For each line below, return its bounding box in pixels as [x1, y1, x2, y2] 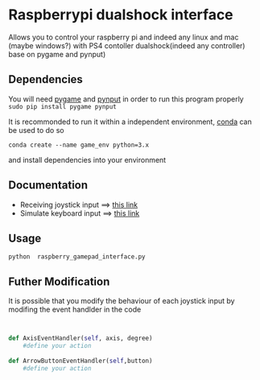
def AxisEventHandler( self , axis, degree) [8, 334, 153, 343]
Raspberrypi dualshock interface [8, 6, 233, 24]
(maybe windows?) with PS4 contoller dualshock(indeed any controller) [8, 40, 246, 50]
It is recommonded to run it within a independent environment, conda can [8, 117, 252, 126]
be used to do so [8, 125, 64, 134]
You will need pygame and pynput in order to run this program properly [8, 94, 244, 104]
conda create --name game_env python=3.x [8, 141, 150, 149]
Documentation [8, 179, 89, 192]
